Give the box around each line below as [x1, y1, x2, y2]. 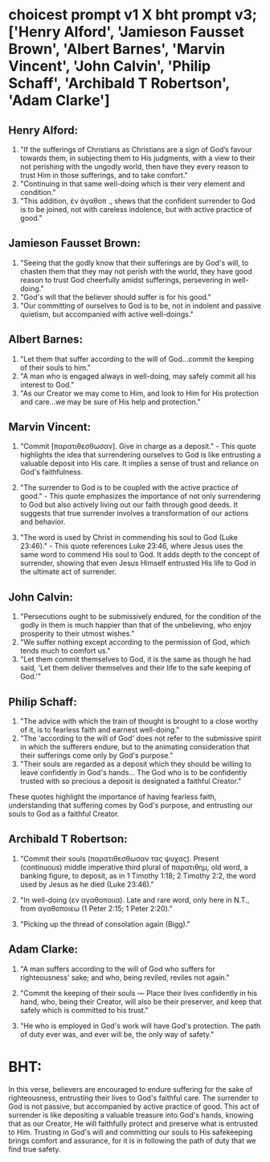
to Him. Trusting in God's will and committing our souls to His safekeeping [8, 1127, 253, 1137]
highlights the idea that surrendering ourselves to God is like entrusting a [19, 450, 261, 460]
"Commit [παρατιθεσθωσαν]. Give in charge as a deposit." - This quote [19, 442, 257, 451]
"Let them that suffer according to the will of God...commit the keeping [19, 354, 255, 363]
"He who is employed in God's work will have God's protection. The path [19, 1021, 261, 1031]
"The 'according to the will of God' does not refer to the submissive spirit [19, 733, 262, 743]
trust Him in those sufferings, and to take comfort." [19, 171, 189, 180]
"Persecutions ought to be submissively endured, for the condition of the [19, 612, 262, 621]
